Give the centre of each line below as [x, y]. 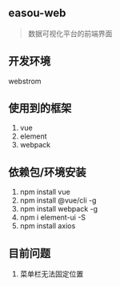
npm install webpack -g [59, 209]
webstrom [25, 81]
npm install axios [48, 226]
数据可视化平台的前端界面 [70, 33]
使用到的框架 [40, 109]
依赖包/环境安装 [47, 172]
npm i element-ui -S [53, 218]
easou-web [37, 13]
